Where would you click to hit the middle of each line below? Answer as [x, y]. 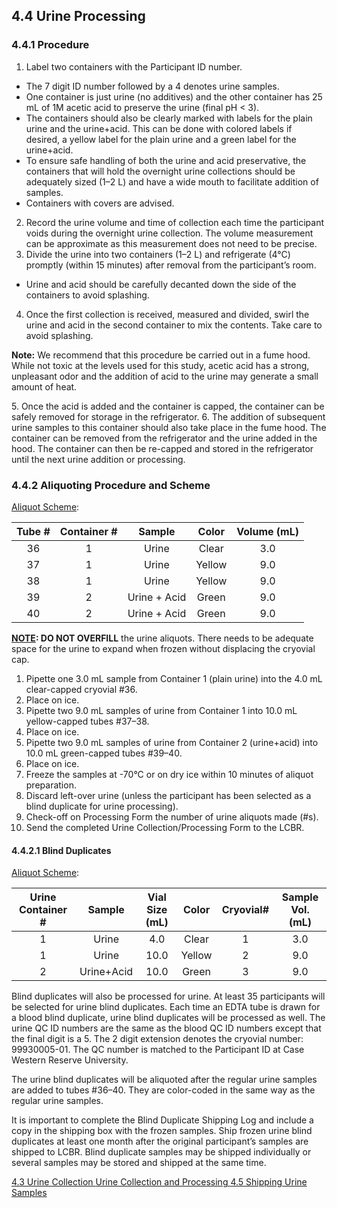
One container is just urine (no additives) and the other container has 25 [174, 96]
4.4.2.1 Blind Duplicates [61, 850]
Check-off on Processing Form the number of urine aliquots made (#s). [172, 816]
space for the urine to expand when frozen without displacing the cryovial [163, 648]
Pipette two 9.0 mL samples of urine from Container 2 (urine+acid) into [172, 742]
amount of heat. [44, 386]
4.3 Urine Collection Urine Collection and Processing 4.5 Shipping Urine [159, 1182]
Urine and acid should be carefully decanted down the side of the [161, 284]
